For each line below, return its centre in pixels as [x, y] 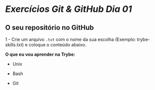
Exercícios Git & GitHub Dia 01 [68, 9]
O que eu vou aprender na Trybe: [40, 54]
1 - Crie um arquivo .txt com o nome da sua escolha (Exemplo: [71, 39]
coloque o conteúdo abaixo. [57, 45]
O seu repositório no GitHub [50, 28]
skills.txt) [15, 45]
